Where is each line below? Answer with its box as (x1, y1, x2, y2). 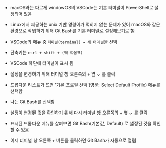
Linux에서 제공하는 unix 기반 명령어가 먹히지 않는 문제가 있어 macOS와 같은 (10, 22, 161, 27)
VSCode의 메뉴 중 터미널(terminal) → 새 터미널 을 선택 (10, 39, 118, 45)
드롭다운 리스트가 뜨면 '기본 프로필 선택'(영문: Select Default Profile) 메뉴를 (10, 82, 161, 88)
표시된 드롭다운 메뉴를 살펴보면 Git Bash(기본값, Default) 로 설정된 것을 (10, 121, 152, 126)
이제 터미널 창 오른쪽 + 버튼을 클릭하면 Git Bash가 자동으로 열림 (10, 137, 136, 143)
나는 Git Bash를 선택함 (10, 99, 55, 105)
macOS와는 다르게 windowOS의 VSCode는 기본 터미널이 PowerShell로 (10, 5, 154, 10)
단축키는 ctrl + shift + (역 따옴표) (10, 50, 83, 55)
